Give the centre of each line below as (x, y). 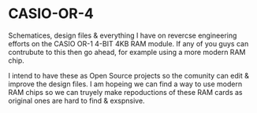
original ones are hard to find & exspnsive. (76, 100)
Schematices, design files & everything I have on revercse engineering (123, 35)
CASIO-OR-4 (51, 14)
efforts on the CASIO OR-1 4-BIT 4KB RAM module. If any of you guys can (128, 43)
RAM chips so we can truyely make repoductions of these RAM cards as (125, 92)
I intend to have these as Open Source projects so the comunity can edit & (129, 75)
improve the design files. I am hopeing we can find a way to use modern (125, 84)
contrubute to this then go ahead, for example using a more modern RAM (127, 52)
